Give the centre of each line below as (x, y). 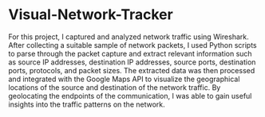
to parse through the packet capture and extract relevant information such (131, 53)
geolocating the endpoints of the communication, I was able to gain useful (130, 96)
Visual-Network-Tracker (91, 15)
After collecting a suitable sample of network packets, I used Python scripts (132, 45)
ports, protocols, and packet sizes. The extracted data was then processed (132, 70)
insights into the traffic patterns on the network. (87, 104)
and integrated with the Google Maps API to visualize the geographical (124, 79)
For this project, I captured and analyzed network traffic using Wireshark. (129, 37)
